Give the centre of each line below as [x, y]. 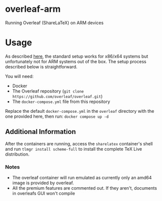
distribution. [17, 154]
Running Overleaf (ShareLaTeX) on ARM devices [54, 23]
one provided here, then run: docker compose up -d [57, 116]
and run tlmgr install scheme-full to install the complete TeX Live [74, 149]
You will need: [19, 76]
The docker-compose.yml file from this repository [61, 101]
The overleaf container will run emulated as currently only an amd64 [82, 177]
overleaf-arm [33, 9]
